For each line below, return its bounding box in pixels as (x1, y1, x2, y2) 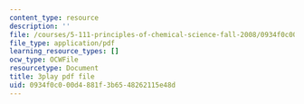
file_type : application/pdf (9, 38, 116, 48)
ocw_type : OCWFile (9, 55, 79, 64)
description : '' (9, 22, 71, 31)
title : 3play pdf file (9, 72, 95, 81)
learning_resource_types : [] (9, 47, 119, 56)
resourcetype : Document (9, 64, 100, 73)
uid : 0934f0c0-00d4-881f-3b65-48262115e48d (9, 80, 176, 90)
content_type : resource (9, 13, 100, 23)
